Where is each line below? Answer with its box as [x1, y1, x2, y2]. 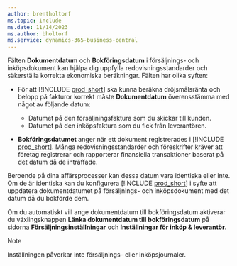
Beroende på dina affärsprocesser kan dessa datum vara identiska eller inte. [7, 172, 231, 180]
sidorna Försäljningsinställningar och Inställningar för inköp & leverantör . [7, 223, 227, 231]
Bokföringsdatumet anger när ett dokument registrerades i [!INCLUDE [17, 135, 224, 144]
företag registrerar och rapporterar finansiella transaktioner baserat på [17, 150, 224, 159]
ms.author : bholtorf [7, 30, 69, 38]
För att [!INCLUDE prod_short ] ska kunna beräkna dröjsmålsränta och [17, 85, 221, 94]
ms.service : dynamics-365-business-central [7, 37, 138, 44]
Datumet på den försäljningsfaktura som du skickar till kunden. [28, 114, 211, 123]
